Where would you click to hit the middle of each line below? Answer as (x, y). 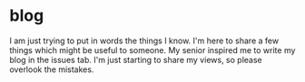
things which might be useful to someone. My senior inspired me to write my (152, 50)
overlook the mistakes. (52, 69)
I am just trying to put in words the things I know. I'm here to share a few (144, 41)
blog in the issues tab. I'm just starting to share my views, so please (136, 59)
